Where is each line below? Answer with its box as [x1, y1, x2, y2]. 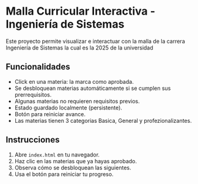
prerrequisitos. [14, 90, 52, 98]
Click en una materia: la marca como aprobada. [14, 78, 134, 85]
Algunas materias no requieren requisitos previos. [14, 97, 140, 105]
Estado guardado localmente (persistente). [14, 104, 123, 111]
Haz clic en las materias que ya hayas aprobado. [14, 157, 137, 164]
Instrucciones [5, 134, 60, 145]
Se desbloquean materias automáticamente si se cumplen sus [14, 84, 171, 92]
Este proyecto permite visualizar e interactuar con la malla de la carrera [5, 37, 185, 45]
